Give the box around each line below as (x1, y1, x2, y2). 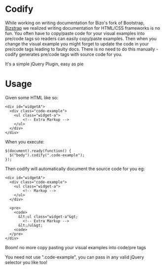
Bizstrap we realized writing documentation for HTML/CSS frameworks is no (5, 25, 160, 31)
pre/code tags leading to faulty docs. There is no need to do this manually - (5, 46, 159, 52)
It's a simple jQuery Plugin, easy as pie (5, 61, 84, 67)
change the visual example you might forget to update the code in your (5, 41, 149, 46)
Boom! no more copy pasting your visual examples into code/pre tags (5, 244, 146, 250)
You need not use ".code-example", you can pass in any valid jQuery (5, 254, 144, 260)
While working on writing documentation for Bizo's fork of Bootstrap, (5, 20, 145, 26)
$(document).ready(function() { (5, 148, 71, 153)
